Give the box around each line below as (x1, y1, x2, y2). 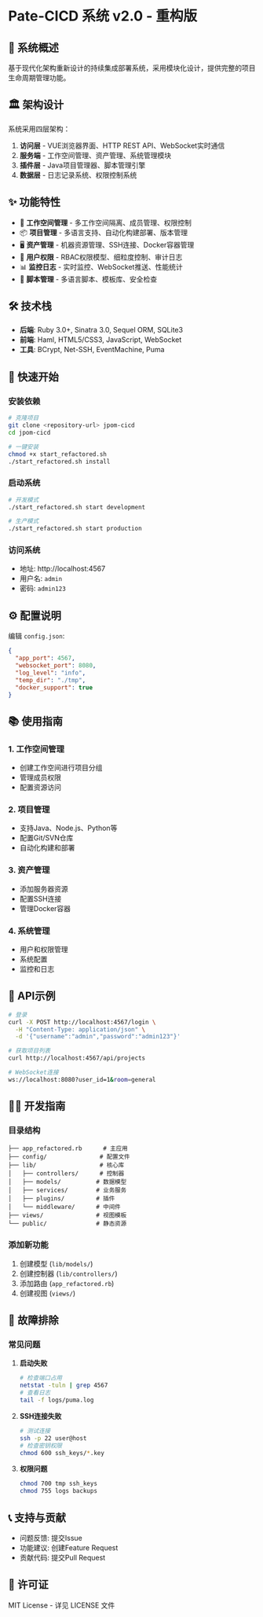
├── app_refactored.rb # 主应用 (8, 1145, 128, 1152)
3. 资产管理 (8, 865, 50, 876)
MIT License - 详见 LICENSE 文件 (8, 1600, 115, 1610)
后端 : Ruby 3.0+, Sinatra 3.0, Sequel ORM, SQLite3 (19, 325, 183, 335)
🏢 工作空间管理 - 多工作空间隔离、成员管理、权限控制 (19, 218, 192, 227)
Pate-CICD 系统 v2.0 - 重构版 (8, 7, 198, 25)
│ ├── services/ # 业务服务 (8, 1186, 127, 1195)
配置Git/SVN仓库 (19, 833, 74, 843)
